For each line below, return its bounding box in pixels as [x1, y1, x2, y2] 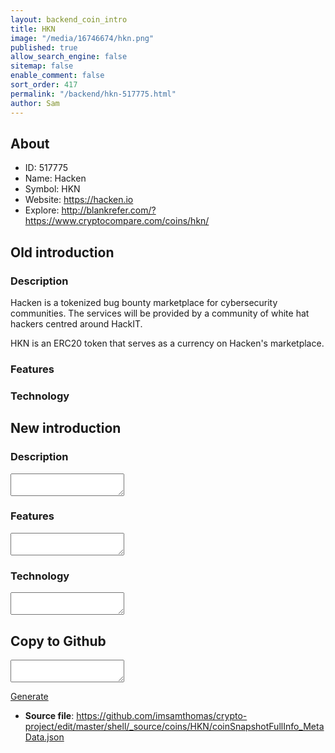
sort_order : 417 [10, 80, 78, 90]
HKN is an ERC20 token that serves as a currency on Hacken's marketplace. [10, 337, 325, 349]
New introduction [10, 420, 122, 437]
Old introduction [10, 244, 115, 261]
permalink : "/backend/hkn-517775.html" [10, 89, 177, 99]
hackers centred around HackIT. [10, 318, 143, 330]
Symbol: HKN [24, 183, 81, 195]
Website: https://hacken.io [24, 194, 134, 206]
